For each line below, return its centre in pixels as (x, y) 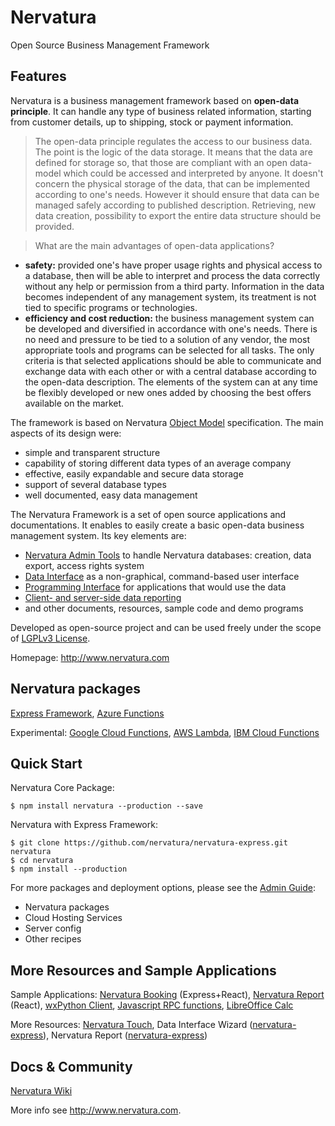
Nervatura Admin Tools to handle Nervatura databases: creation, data (168, 555)
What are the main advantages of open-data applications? (154, 245)
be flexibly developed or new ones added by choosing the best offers (168, 392)
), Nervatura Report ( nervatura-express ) (125, 1035)
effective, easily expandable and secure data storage (134, 473)
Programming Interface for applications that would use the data (155, 587)
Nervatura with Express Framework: (84, 825)
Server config (53, 928)
